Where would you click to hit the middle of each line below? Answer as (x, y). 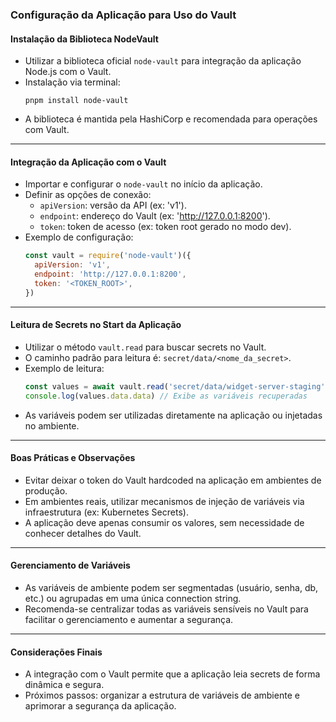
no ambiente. (52, 425)
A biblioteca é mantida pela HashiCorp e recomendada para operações (171, 119)
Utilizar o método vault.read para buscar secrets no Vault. (145, 347)
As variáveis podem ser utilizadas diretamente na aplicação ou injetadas (173, 415)
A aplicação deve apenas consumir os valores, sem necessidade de (164, 522)
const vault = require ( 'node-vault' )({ (108, 256)
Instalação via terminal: (72, 82)
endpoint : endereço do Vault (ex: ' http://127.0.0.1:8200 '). (155, 216)
